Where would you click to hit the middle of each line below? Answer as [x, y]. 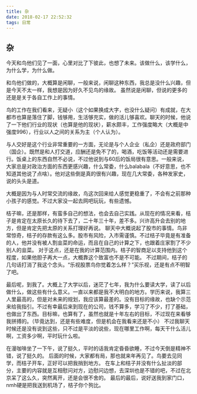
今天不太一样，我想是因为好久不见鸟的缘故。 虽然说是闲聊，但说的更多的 [99, 90]
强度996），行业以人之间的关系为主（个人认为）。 [65, 132]
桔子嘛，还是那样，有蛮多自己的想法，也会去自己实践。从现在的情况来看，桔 [98, 213]
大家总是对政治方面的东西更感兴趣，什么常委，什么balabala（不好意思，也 [96, 166]
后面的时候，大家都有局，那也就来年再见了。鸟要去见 [113, 356]
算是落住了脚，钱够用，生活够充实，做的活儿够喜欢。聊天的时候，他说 [106, 117]
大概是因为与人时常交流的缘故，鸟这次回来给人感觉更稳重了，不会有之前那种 [98, 194]
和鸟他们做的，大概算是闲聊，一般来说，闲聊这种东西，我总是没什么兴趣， [96, 83]
